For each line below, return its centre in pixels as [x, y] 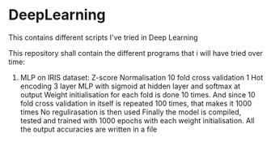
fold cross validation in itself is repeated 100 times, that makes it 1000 [136, 103]
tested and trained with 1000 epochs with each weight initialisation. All [137, 120]
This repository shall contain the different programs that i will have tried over [135, 53]
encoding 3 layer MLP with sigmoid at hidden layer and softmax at [130, 86]
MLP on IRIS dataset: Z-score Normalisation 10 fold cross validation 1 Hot [142, 77]
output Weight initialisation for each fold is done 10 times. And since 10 [138, 94]
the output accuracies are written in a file [89, 129]
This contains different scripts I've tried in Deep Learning [103, 37]
